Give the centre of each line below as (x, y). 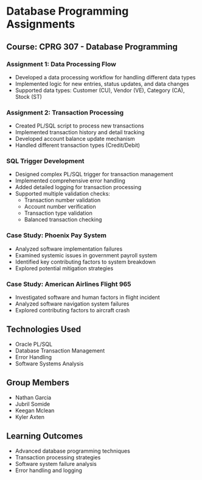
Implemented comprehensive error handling (70, 181)
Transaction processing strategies (58, 457)
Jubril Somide (33, 404)
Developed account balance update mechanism (75, 139)
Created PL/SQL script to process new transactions (79, 126)
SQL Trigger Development (45, 161)
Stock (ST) (29, 96)
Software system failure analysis (56, 464)
